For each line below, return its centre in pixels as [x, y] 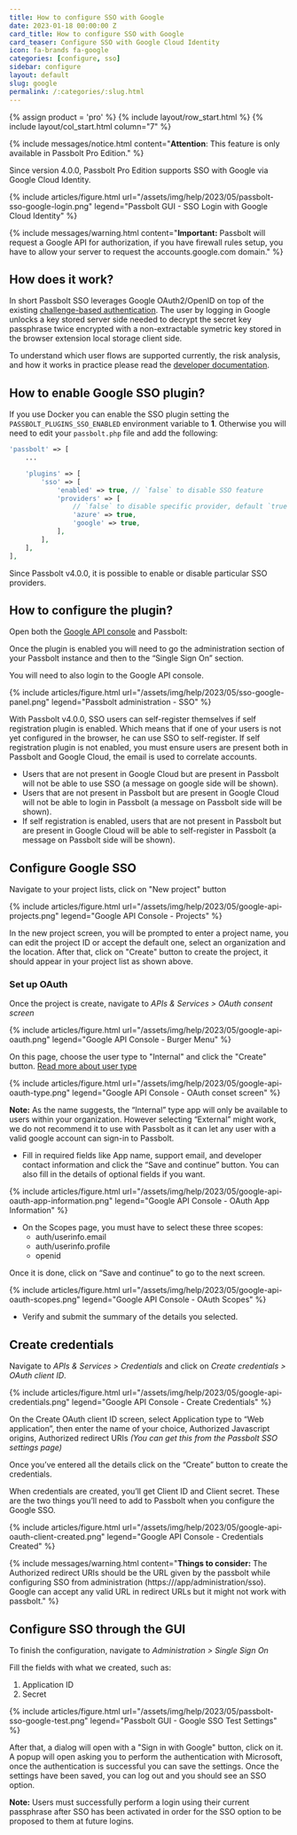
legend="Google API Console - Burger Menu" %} [142, 1039]
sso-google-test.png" [49, 1721]
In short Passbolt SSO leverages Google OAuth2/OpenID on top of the [137, 301]
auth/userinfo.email [70, 1237]
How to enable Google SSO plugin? [107, 392]
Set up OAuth [39, 984]
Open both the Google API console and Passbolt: [98, 631]
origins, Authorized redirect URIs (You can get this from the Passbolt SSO [143, 1439]
